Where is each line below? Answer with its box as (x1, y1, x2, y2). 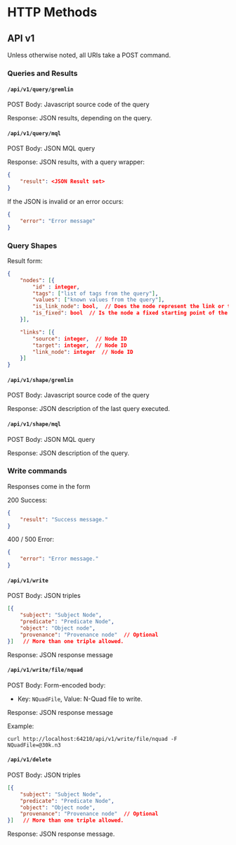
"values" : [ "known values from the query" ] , (32, 296, 165, 303)
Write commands (7, 466, 67, 476)
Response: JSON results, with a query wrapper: (7, 158, 145, 166)
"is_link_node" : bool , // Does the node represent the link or (32, 303, 225, 310)
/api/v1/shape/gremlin (7, 376, 74, 383)
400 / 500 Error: (7, 535, 55, 544)
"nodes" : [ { (20, 277, 55, 284)
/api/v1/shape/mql (7, 420, 61, 428)
